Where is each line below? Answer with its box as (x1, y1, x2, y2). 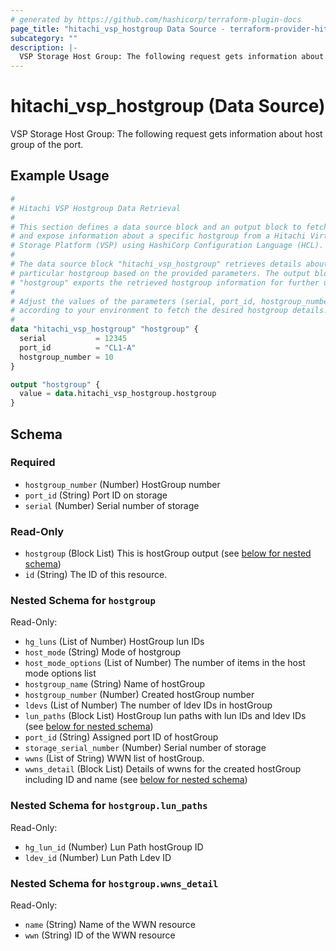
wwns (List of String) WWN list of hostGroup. (24, 752, 205, 765)
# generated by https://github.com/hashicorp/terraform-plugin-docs (10, 14, 302, 25)
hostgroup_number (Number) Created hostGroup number (24, 689, 255, 701)
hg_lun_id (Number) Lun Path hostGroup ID (24, 841, 204, 853)
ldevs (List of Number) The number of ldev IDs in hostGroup (24, 699, 273, 711)
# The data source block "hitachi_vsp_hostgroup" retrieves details (10, 259, 302, 269)
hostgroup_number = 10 (19, 352, 114, 362)
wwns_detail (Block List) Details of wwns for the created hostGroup (24, 763, 302, 775)
